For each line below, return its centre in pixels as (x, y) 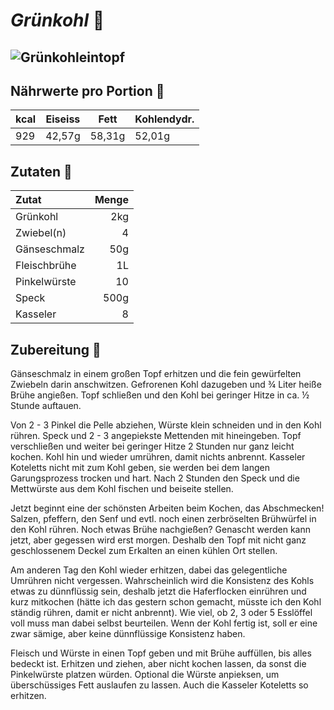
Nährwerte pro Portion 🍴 (87, 90)
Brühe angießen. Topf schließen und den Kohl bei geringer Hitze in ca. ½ (160, 395)
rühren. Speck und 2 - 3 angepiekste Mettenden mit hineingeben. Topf (156, 436)
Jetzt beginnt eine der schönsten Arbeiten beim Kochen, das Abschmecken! (167, 508)
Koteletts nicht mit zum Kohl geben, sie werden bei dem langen (140, 468)
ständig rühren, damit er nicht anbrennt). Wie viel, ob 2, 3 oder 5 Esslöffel (161, 613)
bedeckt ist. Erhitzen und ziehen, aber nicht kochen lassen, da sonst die (158, 664)
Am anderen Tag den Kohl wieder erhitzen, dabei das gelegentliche (149, 570)
